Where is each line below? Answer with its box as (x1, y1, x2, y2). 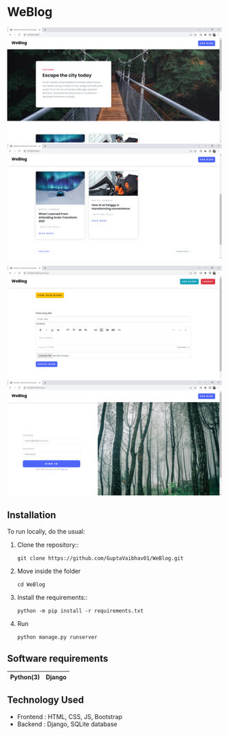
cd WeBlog (16, 581, 46, 588)
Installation (7, 509, 56, 521)
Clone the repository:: (16, 541, 79, 549)
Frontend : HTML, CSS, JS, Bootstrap (16, 712, 122, 721)
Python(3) (10, 673, 40, 681)
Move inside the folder (16, 567, 81, 576)
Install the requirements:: (16, 594, 88, 602)
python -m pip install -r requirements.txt (16, 607, 144, 614)
